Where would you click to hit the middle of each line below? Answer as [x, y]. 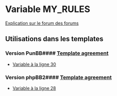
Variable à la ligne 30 [34, 64]
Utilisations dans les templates [54, 39]
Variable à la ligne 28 [34, 88]
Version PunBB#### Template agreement [57, 53]
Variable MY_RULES [48, 9]
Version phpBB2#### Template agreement [59, 77]
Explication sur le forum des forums [42, 23]
